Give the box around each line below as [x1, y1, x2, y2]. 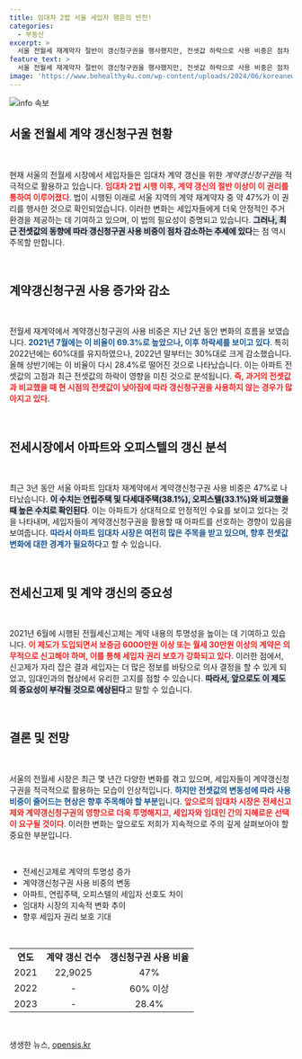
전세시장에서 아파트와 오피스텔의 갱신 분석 [9, 440, 227, 455]
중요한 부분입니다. [9, 829, 73, 841]
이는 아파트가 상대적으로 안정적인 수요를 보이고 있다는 [91, 505, 280, 516]
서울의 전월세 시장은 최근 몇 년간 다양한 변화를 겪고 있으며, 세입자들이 [9, 773, 252, 784]
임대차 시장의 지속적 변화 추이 [22, 900, 126, 911]
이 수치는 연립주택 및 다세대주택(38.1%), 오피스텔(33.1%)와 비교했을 [49, 494, 289, 504]
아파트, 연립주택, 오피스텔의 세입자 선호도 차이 [22, 888, 184, 899]
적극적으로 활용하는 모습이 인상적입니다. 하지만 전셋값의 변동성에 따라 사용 [32, 784, 291, 796]
